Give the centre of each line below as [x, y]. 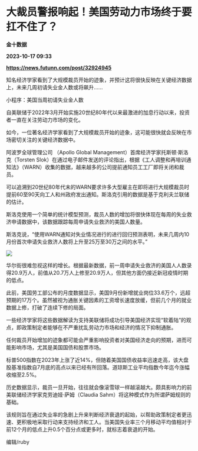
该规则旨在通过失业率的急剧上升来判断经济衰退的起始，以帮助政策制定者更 [96, 414]
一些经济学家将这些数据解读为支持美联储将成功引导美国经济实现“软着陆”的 [96, 320]
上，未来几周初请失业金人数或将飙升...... [55, 87]
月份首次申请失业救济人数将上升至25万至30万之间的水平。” [77, 241]
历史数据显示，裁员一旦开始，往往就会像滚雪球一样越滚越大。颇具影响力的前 [99, 387]
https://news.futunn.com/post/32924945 [59, 67]
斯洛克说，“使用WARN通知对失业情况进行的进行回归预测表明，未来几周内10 [98, 234]
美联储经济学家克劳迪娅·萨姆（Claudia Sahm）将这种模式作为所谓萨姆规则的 [98, 394]
